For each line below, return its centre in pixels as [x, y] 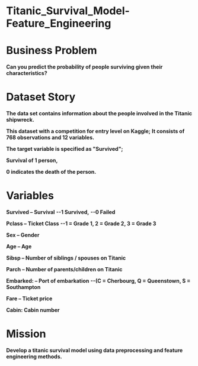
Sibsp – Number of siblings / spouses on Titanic [66, 258]
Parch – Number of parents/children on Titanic [64, 269]
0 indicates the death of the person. [51, 172]
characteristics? [27, 73]
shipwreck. [20, 120]
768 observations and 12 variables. [50, 138]
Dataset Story [41, 97]
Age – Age [19, 246]
